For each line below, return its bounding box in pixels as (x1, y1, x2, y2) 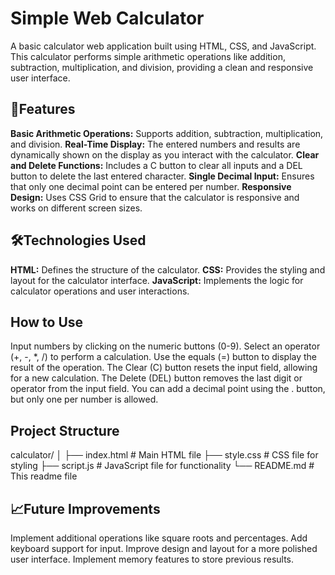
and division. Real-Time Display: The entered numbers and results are (10, 138, 301, 150)
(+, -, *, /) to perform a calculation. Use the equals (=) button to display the (10, 351, 318, 363)
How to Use (10, 313, 84, 331)
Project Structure (10, 422, 120, 439)
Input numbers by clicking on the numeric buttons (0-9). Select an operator (10, 340, 321, 352)
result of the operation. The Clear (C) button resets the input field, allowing (10, 362, 318, 374)
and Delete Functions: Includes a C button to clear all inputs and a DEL (10, 159, 303, 171)
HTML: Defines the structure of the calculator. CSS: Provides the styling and (10, 263, 326, 276)
